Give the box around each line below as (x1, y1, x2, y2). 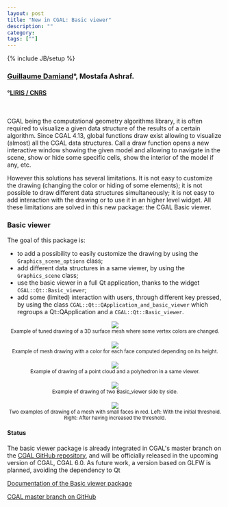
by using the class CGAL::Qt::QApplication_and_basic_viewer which (16, 300, 209, 309)
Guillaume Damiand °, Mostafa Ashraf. (7, 71, 135, 81)
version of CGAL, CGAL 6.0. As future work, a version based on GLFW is (7, 458, 211, 467)
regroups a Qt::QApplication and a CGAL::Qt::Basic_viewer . (16, 307, 184, 316)
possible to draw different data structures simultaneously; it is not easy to (7, 189, 214, 197)
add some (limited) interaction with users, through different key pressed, (16, 293, 222, 301)
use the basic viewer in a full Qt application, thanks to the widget (16, 279, 200, 287)
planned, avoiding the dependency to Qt (7, 466, 121, 474)
